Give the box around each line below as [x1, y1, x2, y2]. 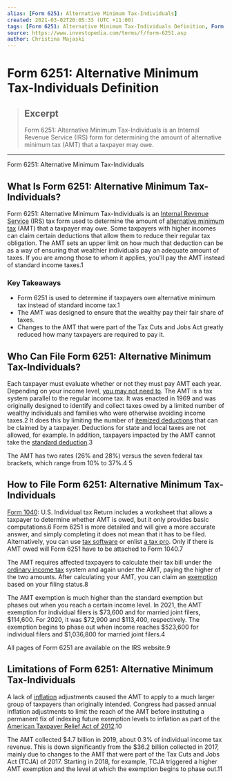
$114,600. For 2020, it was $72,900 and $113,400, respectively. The [7, 615, 200, 623]
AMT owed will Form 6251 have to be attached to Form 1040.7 [7, 545, 184, 553]
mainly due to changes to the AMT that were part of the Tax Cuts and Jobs [7, 750, 220, 758]
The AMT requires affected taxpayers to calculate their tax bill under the [7, 558, 213, 566]
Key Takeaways [7, 277, 61, 287]
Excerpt [23, 108, 59, 119]
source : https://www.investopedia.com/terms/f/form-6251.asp [7, 29, 187, 37]
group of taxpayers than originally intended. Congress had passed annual [7, 700, 216, 708]
